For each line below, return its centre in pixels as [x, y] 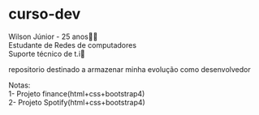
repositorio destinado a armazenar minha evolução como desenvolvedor [130, 69]
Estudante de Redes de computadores [72, 45]
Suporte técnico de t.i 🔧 [47, 53]
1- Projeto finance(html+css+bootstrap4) [77, 93]
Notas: [19, 85]
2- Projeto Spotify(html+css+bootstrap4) [77, 102]
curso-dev [45, 14]
